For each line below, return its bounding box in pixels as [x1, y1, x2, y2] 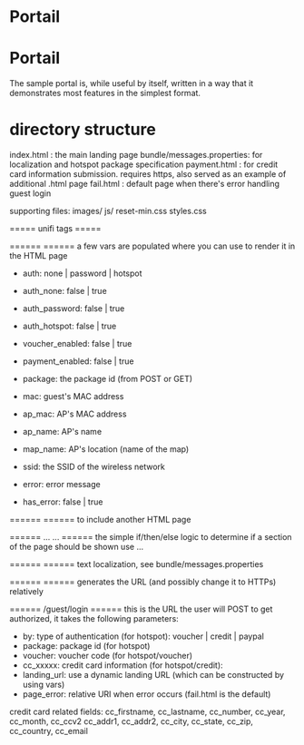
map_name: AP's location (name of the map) [22, 444, 190, 455]
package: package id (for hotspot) [22, 641, 151, 652]
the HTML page [9, 250, 68, 261]
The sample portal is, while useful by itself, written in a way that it [9, 78, 254, 89]
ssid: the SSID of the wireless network [22, 461, 166, 473]
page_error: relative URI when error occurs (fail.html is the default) [22, 689, 271, 700]
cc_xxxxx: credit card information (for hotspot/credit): [22, 660, 224, 671]
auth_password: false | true [22, 303, 125, 314]
